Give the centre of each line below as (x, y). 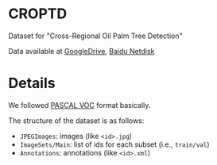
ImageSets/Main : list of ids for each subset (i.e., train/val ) (114, 144)
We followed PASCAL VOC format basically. (79, 105)
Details (32, 83)
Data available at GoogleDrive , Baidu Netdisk (81, 51)
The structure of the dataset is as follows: (76, 121)
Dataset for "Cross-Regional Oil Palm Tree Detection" (95, 36)
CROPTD (38, 14)
